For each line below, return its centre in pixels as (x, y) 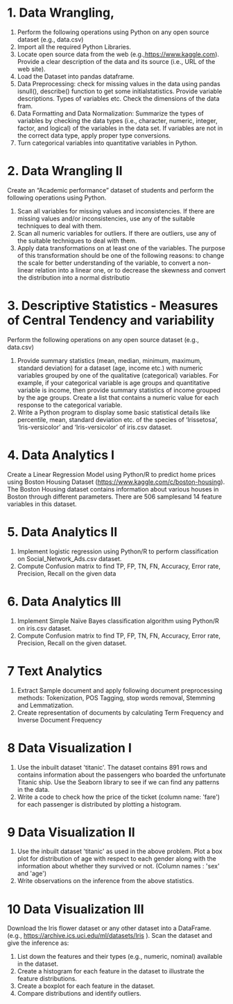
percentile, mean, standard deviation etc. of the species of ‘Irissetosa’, (118, 419)
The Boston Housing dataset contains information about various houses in (113, 489)
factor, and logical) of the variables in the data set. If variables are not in (120, 128)
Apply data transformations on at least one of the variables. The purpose (121, 248)
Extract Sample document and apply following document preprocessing (120, 690)
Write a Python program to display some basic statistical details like (113, 412)
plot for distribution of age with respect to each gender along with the (116, 859)
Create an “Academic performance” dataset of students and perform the (111, 190)
